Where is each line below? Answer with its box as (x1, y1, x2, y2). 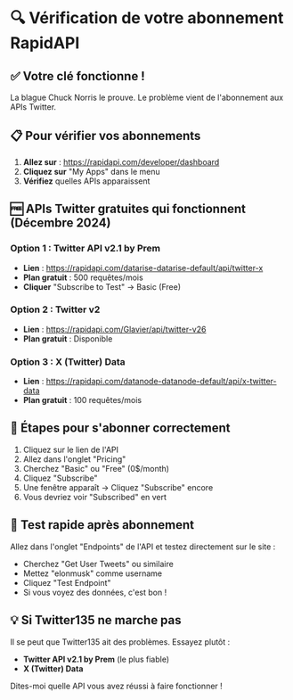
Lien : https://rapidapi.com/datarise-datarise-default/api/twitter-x (22, 262, 264, 273)
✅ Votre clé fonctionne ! (10, 69, 145, 84)
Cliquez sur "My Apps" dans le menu (22, 166, 161, 177)
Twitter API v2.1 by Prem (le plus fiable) (22, 654, 170, 664)
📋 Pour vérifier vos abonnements (10, 128, 201, 144)
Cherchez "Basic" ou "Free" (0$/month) (22, 463, 170, 474)
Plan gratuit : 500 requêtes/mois (22, 272, 143, 283)
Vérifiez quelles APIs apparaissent (22, 176, 151, 186)
